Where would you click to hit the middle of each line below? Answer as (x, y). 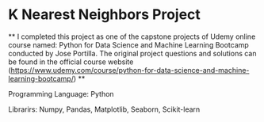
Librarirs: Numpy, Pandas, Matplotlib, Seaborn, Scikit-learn (104, 109)
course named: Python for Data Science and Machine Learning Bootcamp (129, 44)
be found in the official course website (71, 62)
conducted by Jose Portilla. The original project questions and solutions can (132, 53)
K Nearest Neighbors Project (104, 15)
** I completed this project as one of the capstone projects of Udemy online (132, 36)
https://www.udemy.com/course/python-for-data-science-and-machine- (130, 70)
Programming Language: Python (61, 93)
